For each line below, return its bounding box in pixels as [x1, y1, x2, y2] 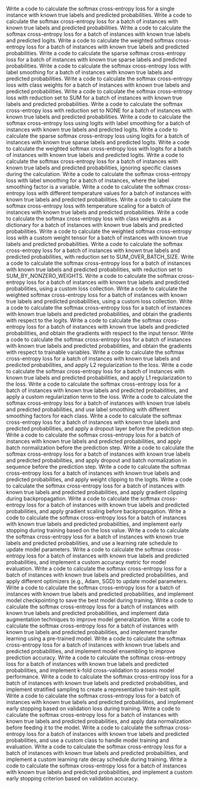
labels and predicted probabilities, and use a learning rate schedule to [6, 540, 178, 547]
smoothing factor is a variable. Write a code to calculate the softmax [6, 183, 174, 190]
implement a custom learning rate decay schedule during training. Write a [6, 756, 187, 763]
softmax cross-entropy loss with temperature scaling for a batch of [6, 202, 171, 209]
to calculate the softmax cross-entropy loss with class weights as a [6, 215, 171, 222]
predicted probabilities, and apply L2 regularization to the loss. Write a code [6, 362, 193, 368]
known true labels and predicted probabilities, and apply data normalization [6, 718, 192, 725]
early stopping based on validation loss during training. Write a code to [6, 705, 181, 712]
